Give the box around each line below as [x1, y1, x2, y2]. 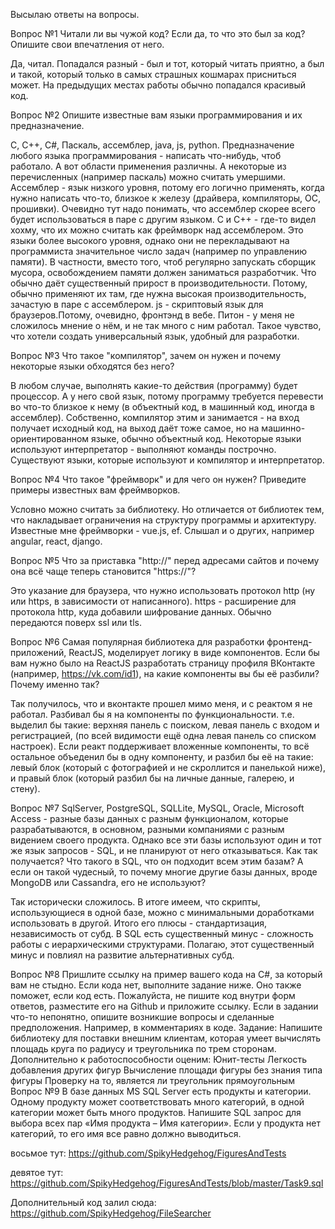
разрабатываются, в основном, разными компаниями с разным [10, 824, 285, 835]
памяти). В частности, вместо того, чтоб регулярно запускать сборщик [10, 256, 316, 268]
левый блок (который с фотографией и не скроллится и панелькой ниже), [10, 762, 326, 773]
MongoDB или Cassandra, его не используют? [10, 877, 207, 888]
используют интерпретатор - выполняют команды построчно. [10, 444, 277, 455]
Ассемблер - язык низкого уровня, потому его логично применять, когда [10, 182, 325, 193]
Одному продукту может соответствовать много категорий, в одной [10, 1096, 305, 1108]
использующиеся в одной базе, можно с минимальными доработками [10, 907, 315, 918]
